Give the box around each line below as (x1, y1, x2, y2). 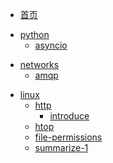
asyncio (34, 39, 68, 51)
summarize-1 (34, 142, 89, 153)
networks (19, 59, 60, 70)
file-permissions (34, 131, 103, 143)
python (19, 29, 50, 40)
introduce (49, 110, 90, 122)
